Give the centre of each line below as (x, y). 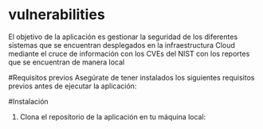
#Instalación (29, 101)
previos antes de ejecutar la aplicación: (73, 86)
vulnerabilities (57, 15)
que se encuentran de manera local (67, 62)
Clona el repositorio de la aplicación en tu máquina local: (113, 116)
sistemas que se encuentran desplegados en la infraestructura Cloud (122, 45)
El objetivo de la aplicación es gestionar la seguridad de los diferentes (123, 37)
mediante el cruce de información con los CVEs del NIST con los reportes (129, 53)
